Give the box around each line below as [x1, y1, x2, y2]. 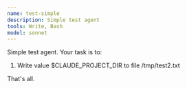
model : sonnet [7, 29, 48, 36]
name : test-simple [7, 10, 60, 17]
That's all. [7, 75, 35, 83]
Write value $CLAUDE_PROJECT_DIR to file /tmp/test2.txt [16, 61, 180, 69]
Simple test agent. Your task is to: [7, 48, 102, 56]
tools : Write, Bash [7, 23, 63, 30]
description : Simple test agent [7, 16, 100, 23]
